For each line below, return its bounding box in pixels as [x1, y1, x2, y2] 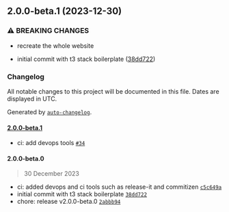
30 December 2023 [23, 170, 80, 178]
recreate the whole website [16, 41, 94, 50]
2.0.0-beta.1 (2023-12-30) [7, 5, 122, 17]
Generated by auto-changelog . [7, 107, 92, 116]
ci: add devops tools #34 [16, 139, 85, 147]
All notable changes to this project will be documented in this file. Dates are [7, 87, 220, 95]
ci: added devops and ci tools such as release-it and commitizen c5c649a [16, 183, 222, 191]
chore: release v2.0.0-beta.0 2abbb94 [16, 198, 121, 206]
